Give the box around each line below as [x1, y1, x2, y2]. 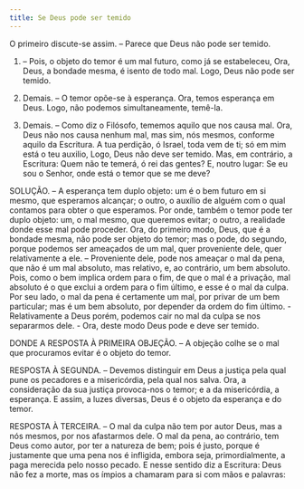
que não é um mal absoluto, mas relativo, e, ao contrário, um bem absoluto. [9, 262, 291, 273]
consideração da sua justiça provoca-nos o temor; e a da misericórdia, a [9, 384, 280, 395]
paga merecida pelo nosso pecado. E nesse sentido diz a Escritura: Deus [9, 459, 282, 470]
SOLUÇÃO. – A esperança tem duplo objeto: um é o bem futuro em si [9, 185, 267, 196]
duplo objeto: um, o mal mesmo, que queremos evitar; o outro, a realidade [9, 214, 286, 225]
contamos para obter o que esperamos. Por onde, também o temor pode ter [9, 205, 293, 216]
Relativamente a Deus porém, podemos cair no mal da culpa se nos [9, 310, 261, 321]
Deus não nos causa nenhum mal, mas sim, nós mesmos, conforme [22, 129, 275, 140]
